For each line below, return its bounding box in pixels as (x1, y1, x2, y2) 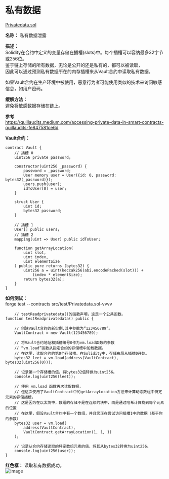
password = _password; (23, 168, 71, 173)
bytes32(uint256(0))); (5, 360, 53, 365)
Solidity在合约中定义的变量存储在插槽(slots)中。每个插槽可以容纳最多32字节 (5, 49, 163, 55)
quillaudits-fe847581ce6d (5, 124, 59, 130)
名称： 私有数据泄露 (5, 32, 47, 38)
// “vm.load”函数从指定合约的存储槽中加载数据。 (14, 346, 106, 351)
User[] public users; (14, 227, 60, 232)
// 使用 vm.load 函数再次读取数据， (14, 384, 83, 389)
